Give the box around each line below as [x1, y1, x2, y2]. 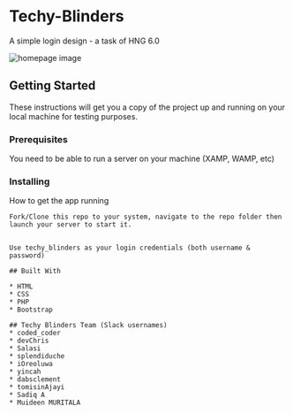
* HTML [9, 282, 34, 291]
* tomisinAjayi [9, 383, 65, 392]
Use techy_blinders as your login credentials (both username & [9, 243, 251, 253]
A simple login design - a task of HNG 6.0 [9, 35, 161, 46]
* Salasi [9, 344, 41, 353]
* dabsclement [9, 375, 62, 384]
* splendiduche [9, 352, 65, 361]
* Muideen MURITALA [9, 398, 81, 408]
